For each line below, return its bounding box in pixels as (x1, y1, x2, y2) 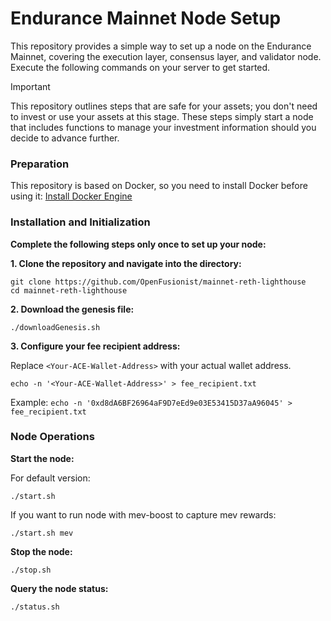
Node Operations (10, 430, 95, 444)
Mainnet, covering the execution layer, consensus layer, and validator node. (10, 50, 322, 62)
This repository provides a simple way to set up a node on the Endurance (10, 40, 312, 52)
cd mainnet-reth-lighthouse (10, 285, 128, 296)
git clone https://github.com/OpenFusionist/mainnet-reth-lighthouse (10, 277, 307, 287)
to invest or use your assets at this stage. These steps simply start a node (10, 110, 314, 122)
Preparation (10, 157, 70, 171)
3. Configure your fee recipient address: (10, 340, 181, 352)
